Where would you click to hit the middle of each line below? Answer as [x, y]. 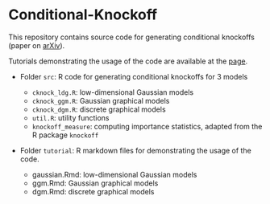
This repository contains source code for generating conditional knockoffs [132, 37]
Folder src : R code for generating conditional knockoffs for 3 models [134, 76]
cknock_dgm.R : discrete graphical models [99, 109]
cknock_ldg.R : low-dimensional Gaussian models [113, 92]
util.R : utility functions [71, 117]
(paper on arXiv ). [37, 45]
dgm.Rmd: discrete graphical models [93, 191]
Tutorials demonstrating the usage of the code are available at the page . [128, 61]
